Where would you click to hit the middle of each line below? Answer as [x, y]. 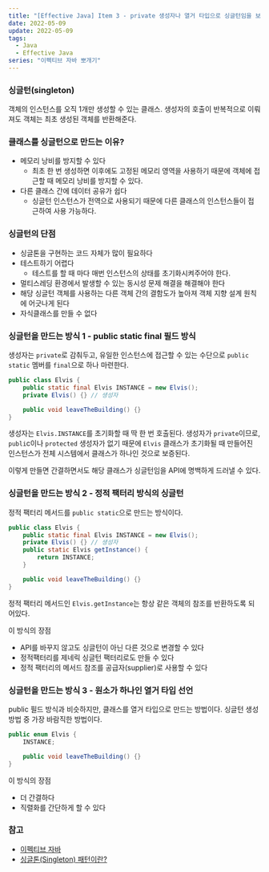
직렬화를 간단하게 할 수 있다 [63, 807]
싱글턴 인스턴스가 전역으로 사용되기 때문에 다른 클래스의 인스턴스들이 [139, 201]
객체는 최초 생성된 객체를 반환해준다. [80, 119]
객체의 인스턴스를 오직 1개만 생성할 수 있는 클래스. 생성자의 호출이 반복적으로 [127, 109]
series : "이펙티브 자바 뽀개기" [55, 61]
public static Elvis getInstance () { [86, 550]
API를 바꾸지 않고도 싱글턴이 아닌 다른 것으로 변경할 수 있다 [112, 647]
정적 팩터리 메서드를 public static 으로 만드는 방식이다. [96, 512]
